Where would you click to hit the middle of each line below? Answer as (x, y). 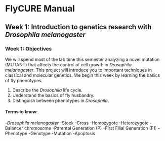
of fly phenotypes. (24, 80)
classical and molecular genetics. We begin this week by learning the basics (82, 75)
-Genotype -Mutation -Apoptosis (62, 134)
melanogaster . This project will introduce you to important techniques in (79, 70)
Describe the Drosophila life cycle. (47, 90)
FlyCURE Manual (40, 9)
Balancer (14, 128)
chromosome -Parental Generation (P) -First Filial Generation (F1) (90, 128)
